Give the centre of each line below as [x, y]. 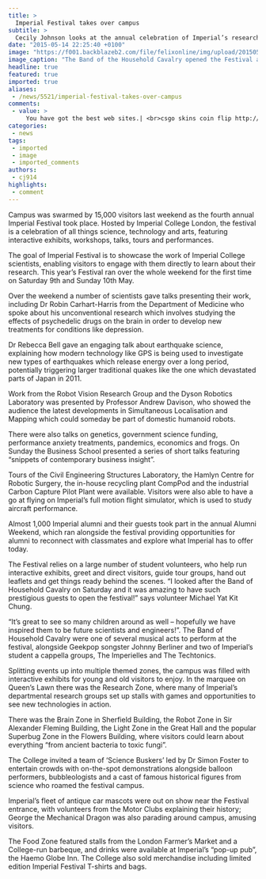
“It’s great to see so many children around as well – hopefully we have [122, 621]
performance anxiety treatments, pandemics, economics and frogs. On [124, 442]
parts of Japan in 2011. [45, 378]
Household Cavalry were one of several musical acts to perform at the [123, 638]
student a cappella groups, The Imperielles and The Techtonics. [112, 655]
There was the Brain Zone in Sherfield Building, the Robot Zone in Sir [120, 719]
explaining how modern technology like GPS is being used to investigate [126, 353]
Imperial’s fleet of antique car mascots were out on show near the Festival [129, 801]
